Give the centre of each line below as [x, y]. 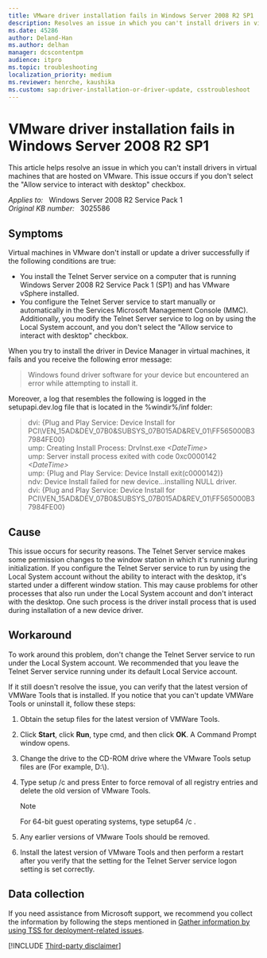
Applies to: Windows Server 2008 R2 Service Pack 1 [95, 200]
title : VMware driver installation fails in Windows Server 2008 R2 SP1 [131, 16]
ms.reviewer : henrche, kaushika [62, 82]
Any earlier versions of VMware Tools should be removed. [115, 836]
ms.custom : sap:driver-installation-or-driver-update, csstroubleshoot [129, 89]
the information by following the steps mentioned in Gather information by [129, 921]
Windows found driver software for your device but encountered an [138, 375]
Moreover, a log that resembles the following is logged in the [107, 399]
